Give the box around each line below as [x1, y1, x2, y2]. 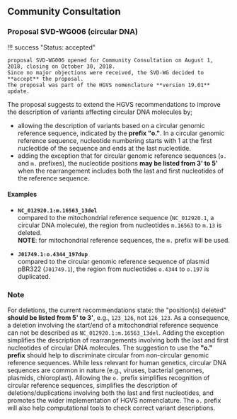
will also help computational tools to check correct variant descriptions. [7, 403, 216, 413]
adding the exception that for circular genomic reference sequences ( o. [17, 151, 227, 160]
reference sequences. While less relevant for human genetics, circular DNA [7, 359, 227, 367]
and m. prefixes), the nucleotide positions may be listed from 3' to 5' [17, 159, 218, 167]
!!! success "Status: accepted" [7, 42, 96, 52]
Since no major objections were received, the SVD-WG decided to [7, 69, 204, 76]
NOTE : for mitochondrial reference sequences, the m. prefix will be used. [17, 236, 230, 244]
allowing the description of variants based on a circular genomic [17, 121, 205, 130]
